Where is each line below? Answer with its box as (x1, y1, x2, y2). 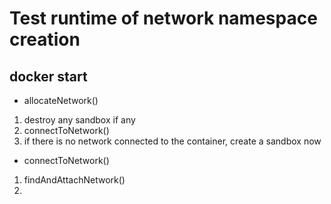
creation (9, 28, 81, 51)
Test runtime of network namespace (9, 7, 318, 30)
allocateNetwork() (23, 95, 99, 106)
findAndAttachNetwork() (23, 174, 126, 186)
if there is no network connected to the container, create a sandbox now (23, 135, 322, 147)
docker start (9, 68, 88, 85)
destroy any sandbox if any (23, 114, 136, 126)
